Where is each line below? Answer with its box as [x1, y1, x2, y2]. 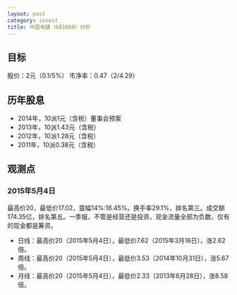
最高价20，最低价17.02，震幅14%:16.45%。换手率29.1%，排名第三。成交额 [7, 203, 225, 212]
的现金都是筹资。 [7, 221, 57, 229]
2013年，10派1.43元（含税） [17, 123, 100, 131]
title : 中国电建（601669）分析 [7, 23, 91, 30]
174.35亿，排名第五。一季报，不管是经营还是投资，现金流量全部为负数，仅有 [7, 212, 230, 221]
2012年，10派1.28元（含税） [17, 132, 100, 140]
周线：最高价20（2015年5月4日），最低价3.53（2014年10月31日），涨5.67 [17, 253, 229, 262]
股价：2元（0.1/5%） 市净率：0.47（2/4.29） [7, 71, 139, 80]
